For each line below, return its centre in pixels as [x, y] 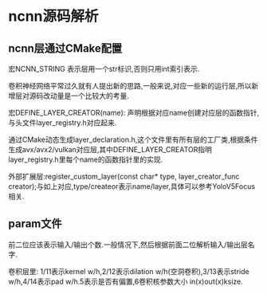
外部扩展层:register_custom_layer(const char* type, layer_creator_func [124, 176]
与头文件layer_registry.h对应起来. [63, 123]
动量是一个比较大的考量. [90, 96]
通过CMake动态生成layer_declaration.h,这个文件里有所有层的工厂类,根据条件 [133, 139]
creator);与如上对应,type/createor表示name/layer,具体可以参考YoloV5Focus [132, 186]
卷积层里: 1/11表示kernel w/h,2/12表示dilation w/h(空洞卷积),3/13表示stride [129, 271]
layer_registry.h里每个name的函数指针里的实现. [86, 159]
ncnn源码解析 [53, 16]
